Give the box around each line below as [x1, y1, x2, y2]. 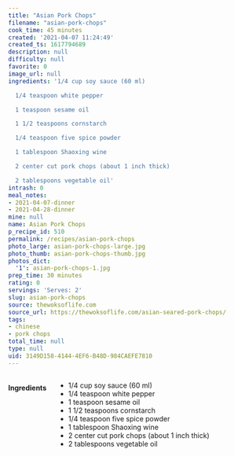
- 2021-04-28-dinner [8, 206, 76, 214]
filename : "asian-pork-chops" [8, 19, 108, 27]
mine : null [8, 213, 44, 221]
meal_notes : [8, 191, 47, 199]
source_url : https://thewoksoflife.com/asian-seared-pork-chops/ [8, 308, 226, 316]
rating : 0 [8, 279, 41, 287]
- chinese [8, 323, 41, 331]
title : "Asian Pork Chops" [8, 11, 97, 20]
